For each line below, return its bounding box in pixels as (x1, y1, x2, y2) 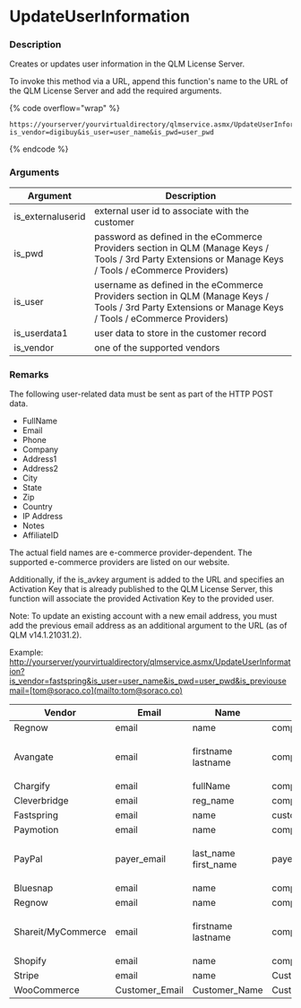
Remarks (9, 368, 49, 380)
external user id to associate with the (93, 204, 249, 217)
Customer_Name (192, 984, 263, 996)
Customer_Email (115, 984, 184, 996)
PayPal (13, 853, 43, 865)
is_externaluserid (13, 210, 86, 222)
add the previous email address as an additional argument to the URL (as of (9, 621, 288, 631)
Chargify (13, 780, 51, 793)
